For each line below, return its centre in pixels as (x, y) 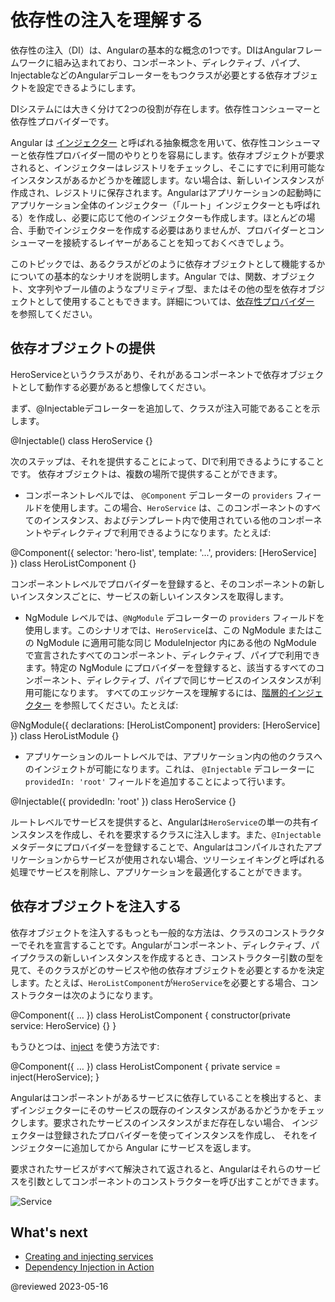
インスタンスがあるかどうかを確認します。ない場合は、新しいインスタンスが (167, 180)
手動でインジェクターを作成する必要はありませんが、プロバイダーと (167, 230)
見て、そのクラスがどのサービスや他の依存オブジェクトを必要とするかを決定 (167, 970)
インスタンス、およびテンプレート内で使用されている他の (160, 520)
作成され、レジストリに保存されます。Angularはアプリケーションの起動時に (166, 192)
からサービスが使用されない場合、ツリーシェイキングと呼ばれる (194, 859)
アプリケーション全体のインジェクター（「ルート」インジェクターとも (152, 205)
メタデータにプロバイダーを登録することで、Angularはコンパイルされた (157, 847)
